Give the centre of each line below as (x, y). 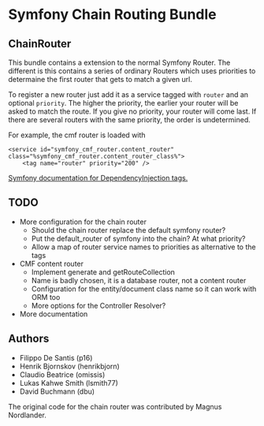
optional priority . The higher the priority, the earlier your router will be (123, 103)
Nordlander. (28, 415)
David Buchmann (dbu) (57, 391)
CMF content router (52, 263)
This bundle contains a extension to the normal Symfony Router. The (119, 62)
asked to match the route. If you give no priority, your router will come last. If (132, 111)
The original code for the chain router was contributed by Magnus (115, 406)
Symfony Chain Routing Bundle (112, 15)
